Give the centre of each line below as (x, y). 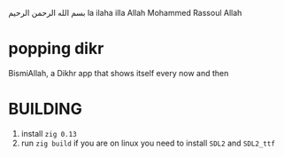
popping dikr (56, 49)
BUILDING (46, 109)
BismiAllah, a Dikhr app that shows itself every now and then (119, 73)
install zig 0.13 (49, 133)
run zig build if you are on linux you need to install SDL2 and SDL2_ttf (148, 143)
